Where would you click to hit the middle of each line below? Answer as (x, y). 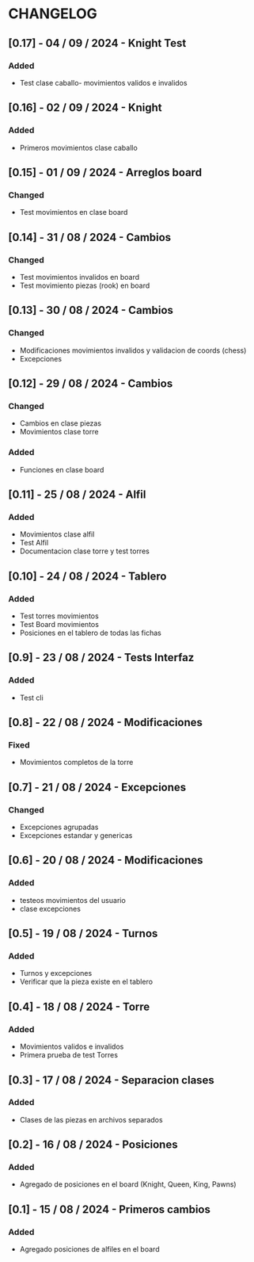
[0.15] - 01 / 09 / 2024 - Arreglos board (105, 172)
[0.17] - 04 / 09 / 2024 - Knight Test (97, 43)
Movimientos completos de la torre (76, 763)
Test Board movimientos (59, 624)
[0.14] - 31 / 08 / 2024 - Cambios (90, 237)
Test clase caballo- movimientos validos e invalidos (103, 82)
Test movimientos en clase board (74, 212)
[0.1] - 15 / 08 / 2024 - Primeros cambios (110, 1209)
